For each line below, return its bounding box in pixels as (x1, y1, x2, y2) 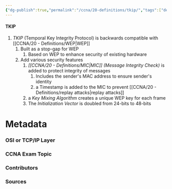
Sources (5, 178, 27, 185)
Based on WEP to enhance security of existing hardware (28, 51, 147, 57)
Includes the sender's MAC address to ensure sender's (35, 73, 152, 79)
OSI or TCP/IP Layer (5, 137, 55, 144)
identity (35, 78, 52, 85)
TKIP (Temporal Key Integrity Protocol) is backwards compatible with (12, 34, 159, 41)
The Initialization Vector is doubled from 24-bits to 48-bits (28, 100, 152, 106)
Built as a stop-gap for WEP (20, 46, 79, 52)
